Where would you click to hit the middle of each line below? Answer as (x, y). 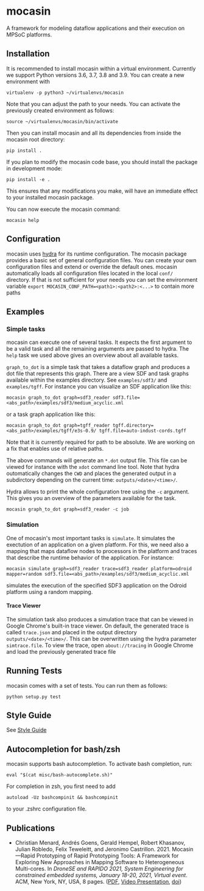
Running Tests (34, 671)
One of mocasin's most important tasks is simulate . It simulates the (91, 538)
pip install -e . (28, 179)
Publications (31, 828)
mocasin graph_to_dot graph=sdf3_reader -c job (68, 510)
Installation (28, 54)
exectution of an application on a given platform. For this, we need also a (97, 545)
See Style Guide (26, 730)
